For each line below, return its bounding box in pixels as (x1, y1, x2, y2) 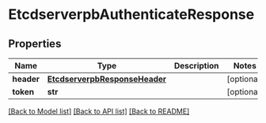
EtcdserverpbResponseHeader (47, 73, 167, 84)
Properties (8, 37, 62, 50)
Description (173, 61, 219, 71)
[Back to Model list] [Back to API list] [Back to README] (8, 106, 190, 116)
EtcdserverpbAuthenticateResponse (8, 6, 255, 24)
